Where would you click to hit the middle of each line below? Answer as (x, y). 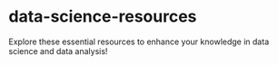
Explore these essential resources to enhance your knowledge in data (139, 42)
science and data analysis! (58, 51)
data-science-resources (103, 17)
